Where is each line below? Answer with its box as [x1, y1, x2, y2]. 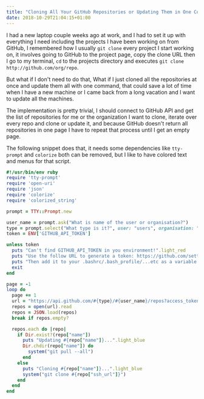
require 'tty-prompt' [6, 175, 61, 181]
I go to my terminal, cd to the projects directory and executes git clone [6, 57, 184, 65]
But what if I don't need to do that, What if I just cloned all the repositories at [6, 76, 197, 83]
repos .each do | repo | [12, 326, 67, 332]
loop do [6, 287, 26, 293]
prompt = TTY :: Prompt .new [6, 208, 72, 214]
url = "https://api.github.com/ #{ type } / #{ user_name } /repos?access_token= [12, 298, 202, 305]
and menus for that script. [6, 157, 71, 164]
